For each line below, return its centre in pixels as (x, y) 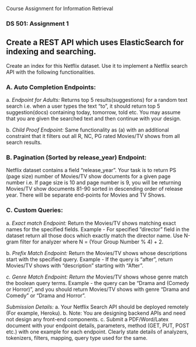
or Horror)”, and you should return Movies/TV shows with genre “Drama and (98, 289)
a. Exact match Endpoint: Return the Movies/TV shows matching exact (91, 223)
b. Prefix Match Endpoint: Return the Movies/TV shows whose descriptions (97, 253)
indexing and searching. (51, 52)
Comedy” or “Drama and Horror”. (46, 296)
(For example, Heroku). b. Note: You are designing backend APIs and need (96, 313)
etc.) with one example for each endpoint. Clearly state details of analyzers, (97, 331)
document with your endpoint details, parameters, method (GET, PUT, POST (98, 325)
